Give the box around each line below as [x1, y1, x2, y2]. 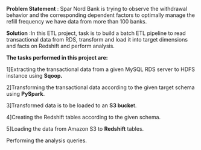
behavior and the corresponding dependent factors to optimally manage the [6, 11, 195, 19]
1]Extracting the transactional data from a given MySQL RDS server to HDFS [6, 66, 195, 73]
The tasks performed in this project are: [6, 54, 108, 61]
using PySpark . [6, 90, 45, 97]
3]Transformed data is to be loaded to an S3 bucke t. [6, 102, 137, 109]
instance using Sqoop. [6, 72, 63, 79]
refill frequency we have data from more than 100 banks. [6, 18, 147, 25]
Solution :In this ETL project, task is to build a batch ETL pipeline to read [6, 30, 186, 37]
